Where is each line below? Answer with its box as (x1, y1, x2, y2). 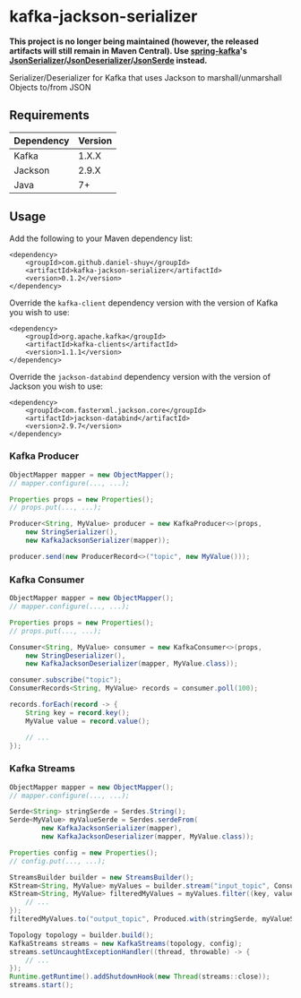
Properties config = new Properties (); (9, 848, 159, 857)
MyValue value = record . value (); (25, 717, 150, 726)
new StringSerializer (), (25, 528, 118, 537)
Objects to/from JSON (9, 82, 91, 92)
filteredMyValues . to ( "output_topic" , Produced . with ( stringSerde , (9, 915, 258, 924)
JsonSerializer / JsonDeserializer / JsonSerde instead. (9, 55, 208, 65)
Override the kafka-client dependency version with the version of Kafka (9, 297, 279, 308)
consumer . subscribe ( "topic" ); (9, 675, 123, 684)
